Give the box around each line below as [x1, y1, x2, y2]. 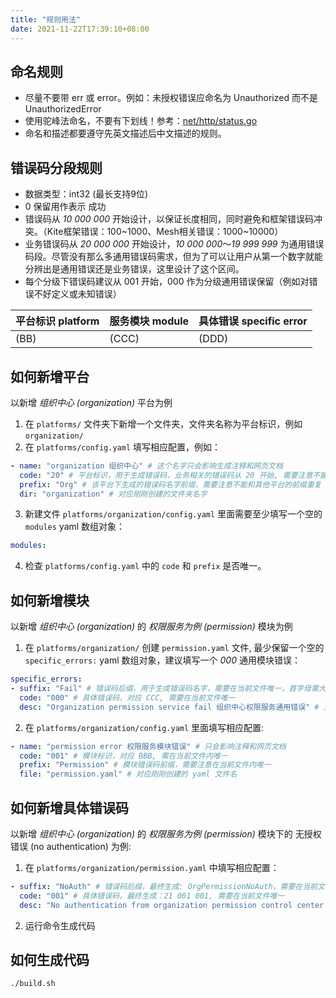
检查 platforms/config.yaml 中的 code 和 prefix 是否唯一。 [24, 560, 267, 572]
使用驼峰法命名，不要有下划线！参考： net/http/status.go [24, 115, 258, 127]
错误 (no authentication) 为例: [10, 840, 132, 852]
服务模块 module [109, 314, 190, 328]
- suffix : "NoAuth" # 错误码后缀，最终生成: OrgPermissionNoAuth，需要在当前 [10, 881, 318, 891]
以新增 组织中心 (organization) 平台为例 [10, 396, 173, 408]
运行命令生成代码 [24, 919, 96, 931]
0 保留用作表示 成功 [24, 201, 107, 213]
